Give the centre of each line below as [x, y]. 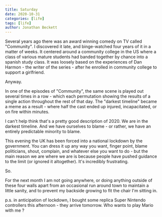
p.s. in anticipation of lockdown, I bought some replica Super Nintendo [75, 200]
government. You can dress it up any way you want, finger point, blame [76, 146]
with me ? [15, 210]
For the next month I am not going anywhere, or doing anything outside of [79, 181]
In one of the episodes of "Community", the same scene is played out [74, 91]
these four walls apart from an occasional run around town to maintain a [77, 185]
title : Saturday [21, 9]
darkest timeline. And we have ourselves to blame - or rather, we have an [78, 126]
